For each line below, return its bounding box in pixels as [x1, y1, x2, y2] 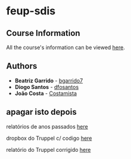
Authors [6, 61, 38, 71]
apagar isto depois [6, 107, 77, 117]
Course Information [6, 28, 80, 38]
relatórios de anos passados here [6, 123, 88, 130]
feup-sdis [6, 4, 56, 18]
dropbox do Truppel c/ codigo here [6, 134, 92, 142]
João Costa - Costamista [14, 90, 77, 97]
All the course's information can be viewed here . [6, 44, 125, 51]
